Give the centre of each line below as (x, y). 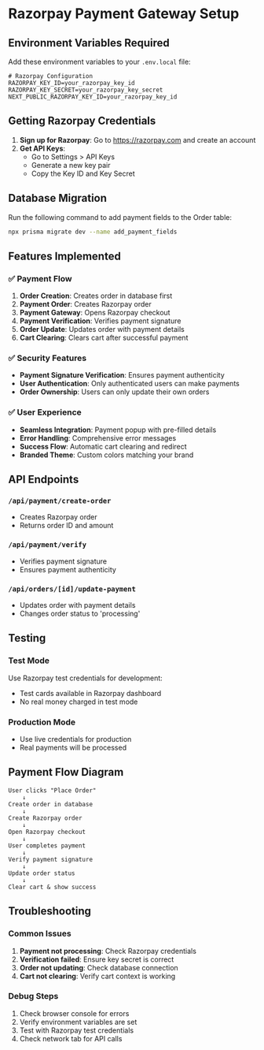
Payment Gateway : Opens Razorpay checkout (95, 313)
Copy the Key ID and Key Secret (83, 173)
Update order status (42, 873)
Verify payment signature (50, 859)
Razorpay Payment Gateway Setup (124, 14)
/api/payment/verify (48, 545)
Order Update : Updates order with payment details (102, 330)
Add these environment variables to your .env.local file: (99, 61)
